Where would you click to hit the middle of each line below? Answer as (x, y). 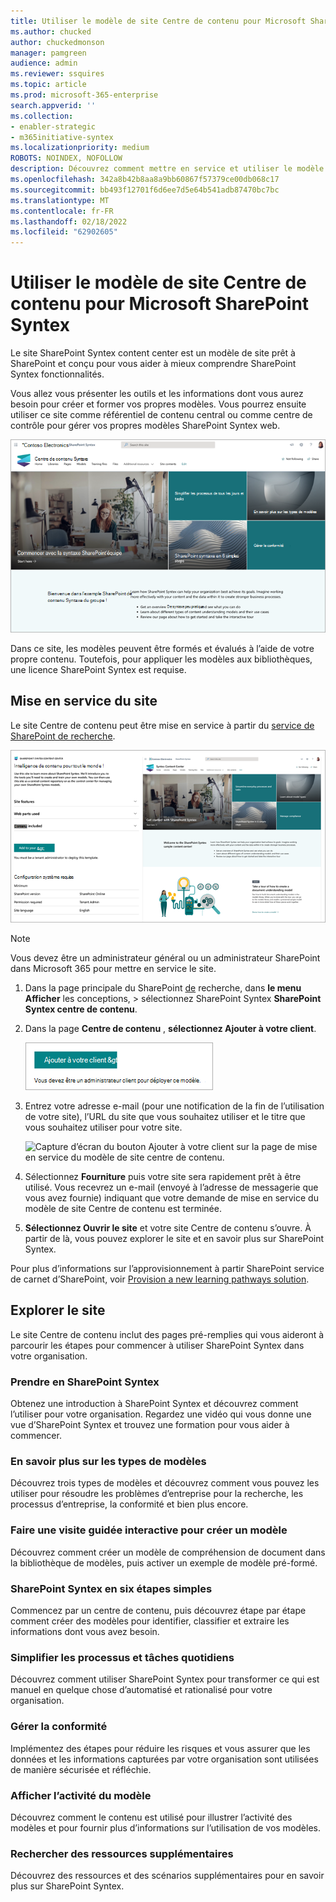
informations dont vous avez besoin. (85, 1631)
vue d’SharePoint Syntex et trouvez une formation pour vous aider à (150, 1425)
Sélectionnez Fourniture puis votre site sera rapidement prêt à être (163, 1176)
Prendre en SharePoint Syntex (85, 1382)
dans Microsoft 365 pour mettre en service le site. (113, 968)
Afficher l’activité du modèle (81, 1795)
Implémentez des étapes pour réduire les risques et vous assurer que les (160, 1748)
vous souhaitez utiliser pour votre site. (103, 1127)
